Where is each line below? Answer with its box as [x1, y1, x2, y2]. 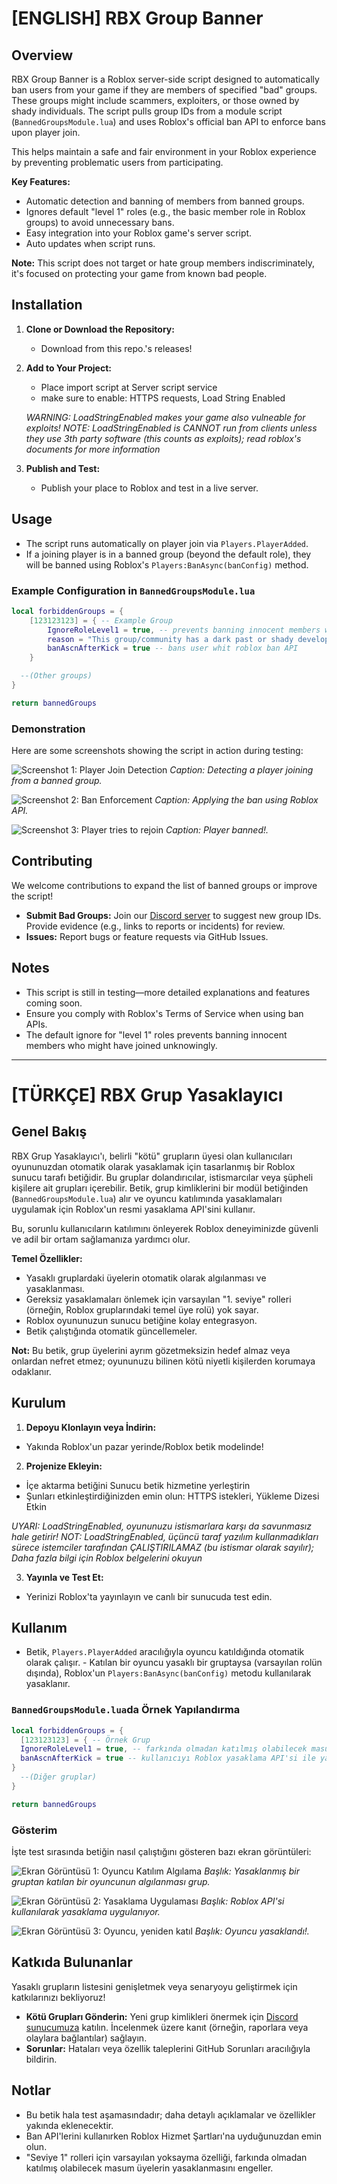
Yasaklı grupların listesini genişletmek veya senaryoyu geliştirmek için [11, 1980, 298, 1992]
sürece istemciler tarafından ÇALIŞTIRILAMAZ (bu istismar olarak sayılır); [11, 1541, 314, 1553]
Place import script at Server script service [40, 381, 218, 393]
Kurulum [11, 1395, 67, 1412]
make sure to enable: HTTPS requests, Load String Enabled [40, 392, 286, 404]
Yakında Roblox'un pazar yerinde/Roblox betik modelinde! [25, 1440, 264, 1452]
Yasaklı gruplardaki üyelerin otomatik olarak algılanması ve [25, 1272, 267, 1284]
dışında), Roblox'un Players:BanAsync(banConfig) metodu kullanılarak [25, 1667, 312, 1679]
